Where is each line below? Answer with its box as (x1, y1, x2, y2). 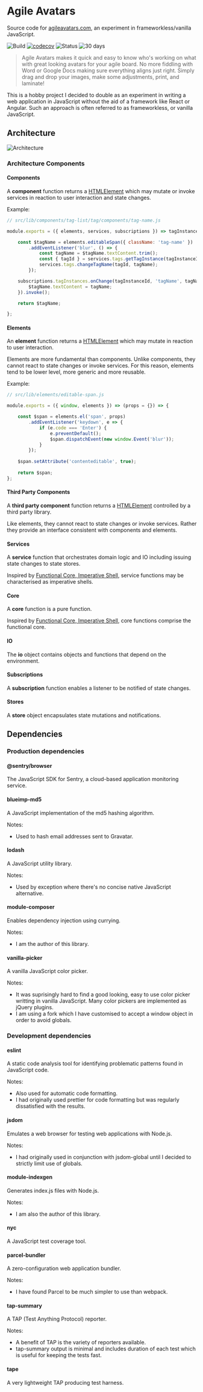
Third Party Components (7, 488, 70, 496)
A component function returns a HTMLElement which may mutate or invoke (7, 187, 195, 194)
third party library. (7, 508, 52, 516)
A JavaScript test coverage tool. (7, 1237, 87, 1245)
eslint (7, 1046, 22, 1054)
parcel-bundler (7, 1251, 46, 1259)
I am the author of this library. (15, 940, 89, 948)
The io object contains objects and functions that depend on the (7, 651, 166, 658)
